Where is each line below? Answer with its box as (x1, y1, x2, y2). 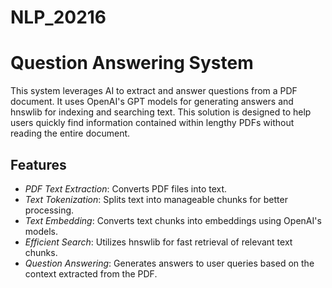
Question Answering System (10, 52, 254, 75)
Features (10, 156, 67, 173)
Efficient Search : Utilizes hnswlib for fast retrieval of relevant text (24, 236, 293, 248)
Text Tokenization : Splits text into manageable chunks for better (24, 193, 288, 205)
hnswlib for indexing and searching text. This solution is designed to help (10, 106, 312, 118)
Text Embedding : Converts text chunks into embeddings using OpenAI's (24, 214, 322, 226)
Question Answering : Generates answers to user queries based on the (24, 257, 315, 269)
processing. (24, 204, 75, 216)
